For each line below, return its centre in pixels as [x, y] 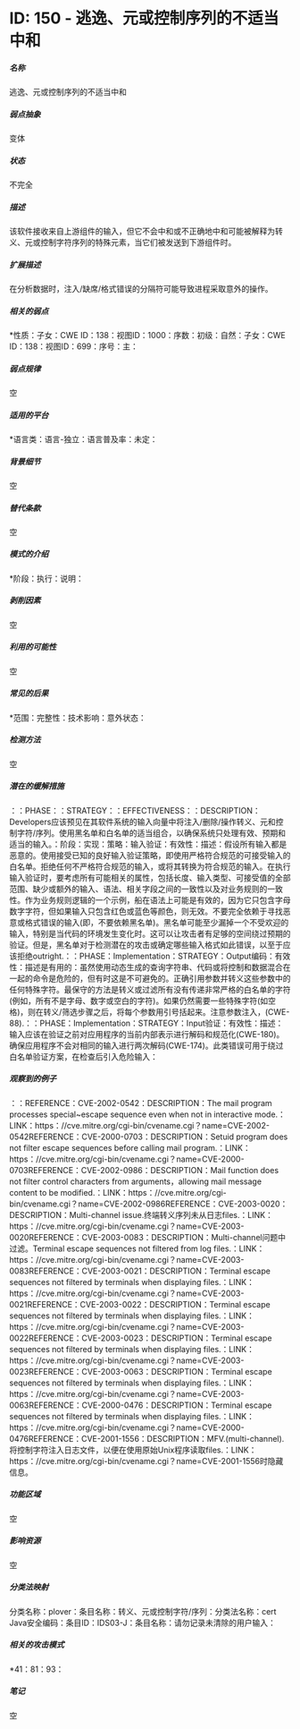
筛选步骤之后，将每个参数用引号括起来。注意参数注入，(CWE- [176, 1011]
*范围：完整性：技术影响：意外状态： [78, 718]
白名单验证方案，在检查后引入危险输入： [83, 1056]
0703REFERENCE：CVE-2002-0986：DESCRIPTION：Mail [117, 1170]
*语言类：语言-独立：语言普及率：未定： [83, 439]
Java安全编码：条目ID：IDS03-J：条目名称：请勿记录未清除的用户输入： [143, 1623]
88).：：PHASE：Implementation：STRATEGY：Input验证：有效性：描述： [146, 1023]
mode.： [270, 1114]
